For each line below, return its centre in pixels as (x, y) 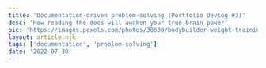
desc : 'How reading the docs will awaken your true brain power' (118, 23)
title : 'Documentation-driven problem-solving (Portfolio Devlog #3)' (127, 15)
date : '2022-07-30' (40, 52)
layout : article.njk (42, 37)
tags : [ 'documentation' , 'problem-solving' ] (83, 45)
